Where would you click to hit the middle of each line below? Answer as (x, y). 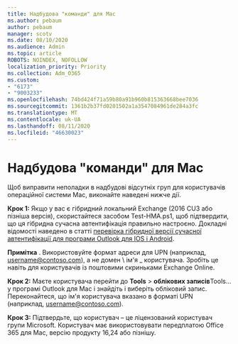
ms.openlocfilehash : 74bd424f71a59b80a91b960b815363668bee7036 (103, 100)
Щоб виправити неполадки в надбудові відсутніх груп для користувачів (117, 187)
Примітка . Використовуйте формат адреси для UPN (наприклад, (107, 253)
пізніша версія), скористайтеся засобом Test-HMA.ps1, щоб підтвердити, (118, 216)
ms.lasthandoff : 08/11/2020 (49, 126)
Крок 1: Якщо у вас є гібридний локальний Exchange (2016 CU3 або (110, 209)
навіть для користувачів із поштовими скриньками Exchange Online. (111, 267)
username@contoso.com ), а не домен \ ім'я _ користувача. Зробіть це (113, 260)
